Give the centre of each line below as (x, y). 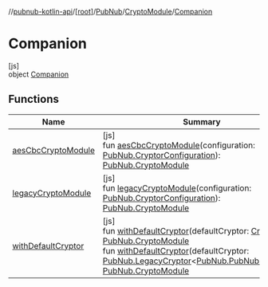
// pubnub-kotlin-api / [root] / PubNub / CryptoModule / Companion (110, 12)
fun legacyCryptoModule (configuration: (177, 188)
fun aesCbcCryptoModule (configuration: (179, 145)
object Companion (39, 74)
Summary (202, 121)
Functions (34, 99)
